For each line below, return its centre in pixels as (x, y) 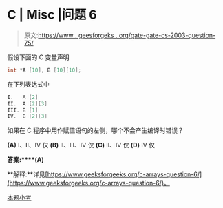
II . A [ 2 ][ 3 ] (28, 104)
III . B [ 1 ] (23, 110)
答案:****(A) (25, 160)
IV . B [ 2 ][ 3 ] (28, 116)
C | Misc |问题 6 (52, 15)
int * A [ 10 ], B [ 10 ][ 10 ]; (44, 70)
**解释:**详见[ (28, 174)
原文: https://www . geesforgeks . (71, 35)
